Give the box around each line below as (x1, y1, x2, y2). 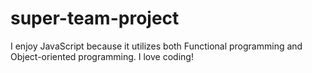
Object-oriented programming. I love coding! (10, 50, 194, 62)
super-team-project (10, 7, 180, 30)
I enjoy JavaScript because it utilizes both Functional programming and (10, 40, 303, 52)
